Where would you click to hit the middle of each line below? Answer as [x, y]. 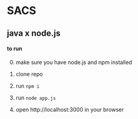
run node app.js [36, 98]
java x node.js [34, 33]
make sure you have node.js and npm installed [74, 62]
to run [15, 49]
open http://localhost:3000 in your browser [70, 109]
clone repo [29, 74]
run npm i [28, 85]
